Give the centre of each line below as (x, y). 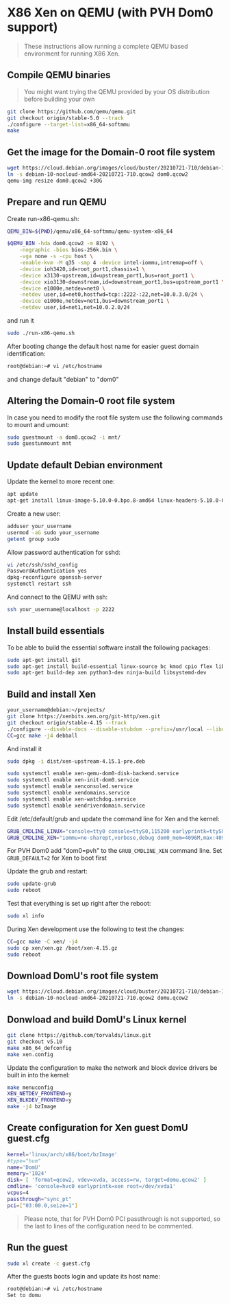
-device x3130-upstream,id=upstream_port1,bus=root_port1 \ (107, 275)
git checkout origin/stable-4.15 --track (67, 722)
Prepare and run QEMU (57, 202)
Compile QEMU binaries (59, 75)
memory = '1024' (27, 1174)
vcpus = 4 (18, 1193)
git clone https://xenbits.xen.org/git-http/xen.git (84, 716)
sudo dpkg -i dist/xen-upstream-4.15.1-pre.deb (76, 761)
